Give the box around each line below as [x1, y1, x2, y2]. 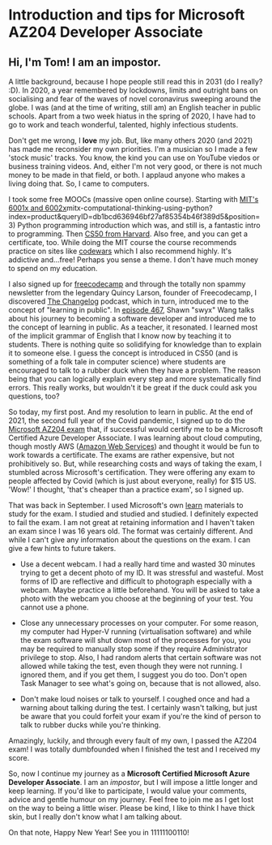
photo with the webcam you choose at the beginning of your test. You [19, 594, 253, 603]
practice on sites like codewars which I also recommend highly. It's [8, 246, 232, 256]
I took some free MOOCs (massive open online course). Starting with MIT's [8, 195, 259, 204]
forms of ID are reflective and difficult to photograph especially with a [19, 576, 253, 586]
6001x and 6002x [8, 203, 67, 213]
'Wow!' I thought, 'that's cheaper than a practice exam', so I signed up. [8, 485, 244, 494]
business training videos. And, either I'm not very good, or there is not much [8, 162, 263, 171]
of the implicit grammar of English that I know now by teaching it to [8, 331, 232, 340]
